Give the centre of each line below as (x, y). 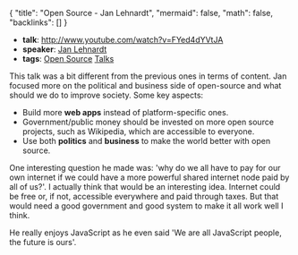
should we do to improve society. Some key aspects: (106, 95)
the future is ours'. (43, 242)
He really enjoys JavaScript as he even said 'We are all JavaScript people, (145, 233)
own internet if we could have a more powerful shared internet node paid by (149, 177)
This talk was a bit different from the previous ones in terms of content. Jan (148, 76)
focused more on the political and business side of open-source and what (145, 85)
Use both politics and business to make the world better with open (146, 141)
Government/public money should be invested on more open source (148, 122)
